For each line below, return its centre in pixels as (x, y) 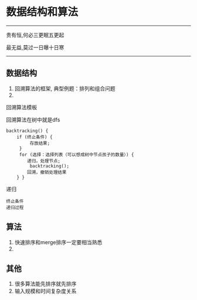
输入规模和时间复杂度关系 (45, 291)
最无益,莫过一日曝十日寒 (35, 47)
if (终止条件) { (35, 137)
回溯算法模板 (21, 107)
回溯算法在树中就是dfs (33, 119)
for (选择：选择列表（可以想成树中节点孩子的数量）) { (77, 154)
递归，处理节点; (44, 161)
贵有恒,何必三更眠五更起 (35, 35)
